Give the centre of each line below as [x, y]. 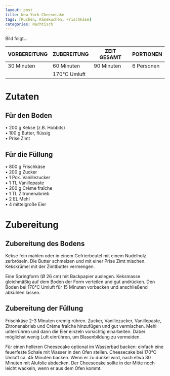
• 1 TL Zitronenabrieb [27, 194]
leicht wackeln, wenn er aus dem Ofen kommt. [54, 368]
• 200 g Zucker [21, 172]
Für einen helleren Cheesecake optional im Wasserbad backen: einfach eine [84, 347]
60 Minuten [66, 66]
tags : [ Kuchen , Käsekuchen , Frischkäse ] [49, 19]
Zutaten [22, 97]
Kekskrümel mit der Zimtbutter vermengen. [50, 266]
